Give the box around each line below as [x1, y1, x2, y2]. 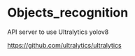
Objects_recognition [7, 5, 129, 21]
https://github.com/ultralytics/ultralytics [7, 41, 122, 49]
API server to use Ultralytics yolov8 [7, 28, 109, 36]
